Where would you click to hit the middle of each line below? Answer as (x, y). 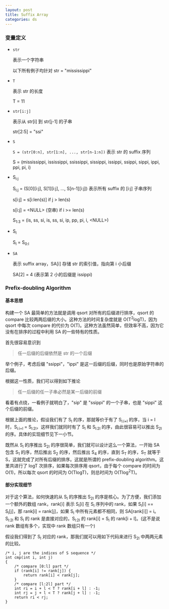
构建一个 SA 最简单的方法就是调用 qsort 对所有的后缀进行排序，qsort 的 (80, 313)
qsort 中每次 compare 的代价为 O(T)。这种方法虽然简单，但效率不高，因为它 (84, 325)
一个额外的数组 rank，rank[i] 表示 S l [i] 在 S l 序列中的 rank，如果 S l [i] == (79, 505)
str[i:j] (22, 111)
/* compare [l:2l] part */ (43, 584)
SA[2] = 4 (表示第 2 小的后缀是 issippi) (52, 274)
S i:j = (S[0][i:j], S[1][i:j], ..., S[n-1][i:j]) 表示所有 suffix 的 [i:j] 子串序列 (82, 189)
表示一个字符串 (28, 60)
